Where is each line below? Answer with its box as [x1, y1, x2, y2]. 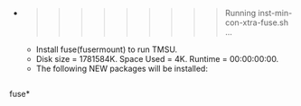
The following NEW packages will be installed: [35, 63, 208, 74]
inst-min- [257, 8, 293, 18]
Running [224, 8, 257, 18]
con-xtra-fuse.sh [224, 17, 289, 28]
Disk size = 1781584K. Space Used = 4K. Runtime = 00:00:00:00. [35, 54, 279, 64]
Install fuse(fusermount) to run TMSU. [35, 44, 178, 55]
